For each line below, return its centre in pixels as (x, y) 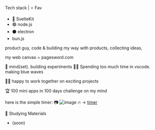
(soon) (19, 123)
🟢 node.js (22, 24)
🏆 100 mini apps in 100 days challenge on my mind (56, 91)
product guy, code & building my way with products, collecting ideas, (74, 48)
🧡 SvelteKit (23, 19)
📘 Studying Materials (26, 113)
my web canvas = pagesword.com (39, 57)
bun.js (18, 38)
